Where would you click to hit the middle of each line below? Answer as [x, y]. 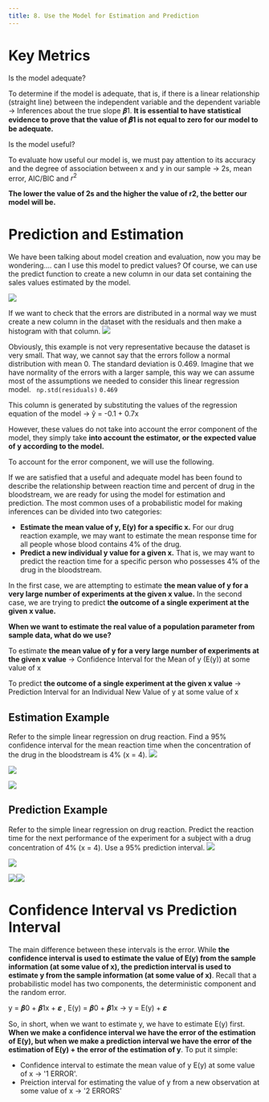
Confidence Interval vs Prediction [123, 910]
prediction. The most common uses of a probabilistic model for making [126, 503]
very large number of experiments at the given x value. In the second [125, 594]
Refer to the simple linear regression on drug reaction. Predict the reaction [131, 830]
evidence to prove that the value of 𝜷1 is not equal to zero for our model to [133, 119]
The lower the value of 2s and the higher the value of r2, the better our [128, 194]
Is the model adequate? [47, 78]
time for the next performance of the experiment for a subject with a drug [130, 838]
